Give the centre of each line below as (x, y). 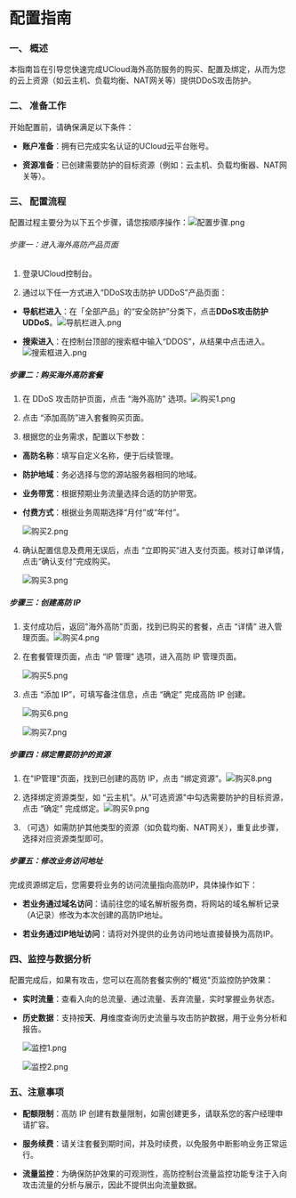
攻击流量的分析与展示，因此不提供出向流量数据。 (112, 1185)
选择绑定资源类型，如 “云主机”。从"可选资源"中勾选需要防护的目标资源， (155, 797)
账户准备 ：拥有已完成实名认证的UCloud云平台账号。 (118, 146)
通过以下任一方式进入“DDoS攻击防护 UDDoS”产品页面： (124, 293)
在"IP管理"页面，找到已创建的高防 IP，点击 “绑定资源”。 (124, 778)
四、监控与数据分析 (50, 959)
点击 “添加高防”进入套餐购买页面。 (85, 418)
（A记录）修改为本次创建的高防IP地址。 (95, 915)
